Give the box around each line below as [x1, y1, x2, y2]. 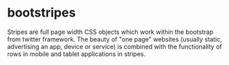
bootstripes [7, 5, 77, 21]
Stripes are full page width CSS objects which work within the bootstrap [7, 28, 214, 36]
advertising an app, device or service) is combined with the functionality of [7, 42, 223, 50]
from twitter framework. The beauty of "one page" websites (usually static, [7, 35, 223, 43]
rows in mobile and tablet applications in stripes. [7, 50, 146, 58]
